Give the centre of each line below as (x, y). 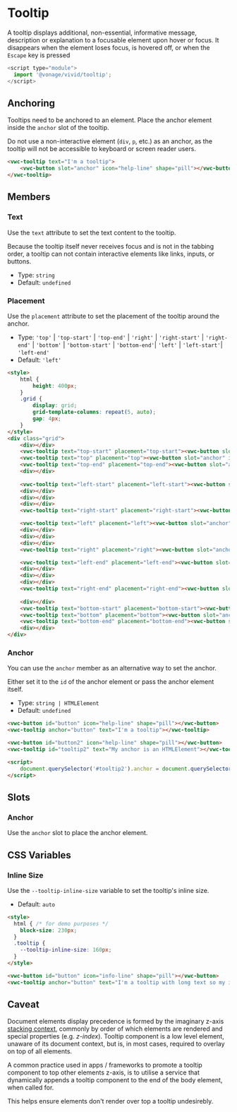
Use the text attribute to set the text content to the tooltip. (92, 232)
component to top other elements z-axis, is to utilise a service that (103, 1072)
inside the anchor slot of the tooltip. (58, 128)
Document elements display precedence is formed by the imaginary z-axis (116, 1022)
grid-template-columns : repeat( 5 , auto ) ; (95, 412)
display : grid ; (55, 406)
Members (29, 197)
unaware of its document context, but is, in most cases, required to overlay (116, 1044)
